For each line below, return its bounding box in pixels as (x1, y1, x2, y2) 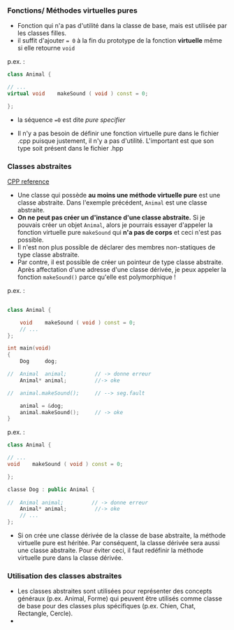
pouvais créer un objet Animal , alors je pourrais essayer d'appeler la (17, 221, 213, 229)
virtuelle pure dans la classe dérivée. (17, 554, 124, 562)
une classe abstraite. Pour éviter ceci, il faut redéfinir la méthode (17, 546, 204, 555)
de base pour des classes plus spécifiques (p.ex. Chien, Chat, (17, 602, 196, 610)
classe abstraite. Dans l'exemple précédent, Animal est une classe (17, 198, 207, 207)
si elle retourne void (17, 44, 75, 53)
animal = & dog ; (20, 402, 64, 409)
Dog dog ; (20, 358, 58, 365)
